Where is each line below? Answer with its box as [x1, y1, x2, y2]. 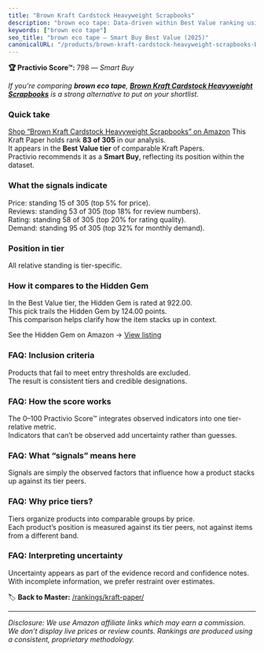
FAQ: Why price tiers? [8, 496, 93, 507]
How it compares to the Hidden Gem [8, 280, 149, 291]
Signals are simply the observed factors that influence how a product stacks [8, 468, 255, 477]
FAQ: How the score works [8, 395, 112, 406]
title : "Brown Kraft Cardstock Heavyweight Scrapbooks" [8, 11, 195, 20]
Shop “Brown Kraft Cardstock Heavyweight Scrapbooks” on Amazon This [8, 127, 246, 136]
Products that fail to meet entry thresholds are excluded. [8, 368, 191, 377]
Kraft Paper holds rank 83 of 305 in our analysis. [8, 135, 167, 145]
